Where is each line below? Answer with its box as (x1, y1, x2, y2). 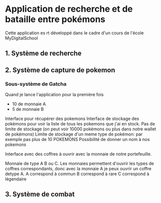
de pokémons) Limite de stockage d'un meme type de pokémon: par (5, 131, 143, 137)
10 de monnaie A (12, 101, 46, 107)
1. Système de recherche (5, 49, 82, 58)
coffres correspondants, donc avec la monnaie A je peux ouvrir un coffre (5, 166, 152, 172)
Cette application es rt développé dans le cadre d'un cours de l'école (5, 30, 144, 36)
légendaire (5, 176, 27, 182)
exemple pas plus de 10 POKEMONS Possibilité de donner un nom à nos (5, 137, 150, 142)
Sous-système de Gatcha (5, 81, 67, 87)
